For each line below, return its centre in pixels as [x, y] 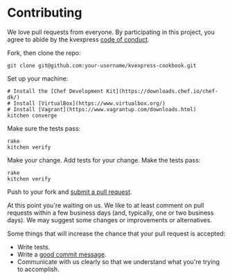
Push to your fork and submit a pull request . [70, 192]
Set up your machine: [38, 79]
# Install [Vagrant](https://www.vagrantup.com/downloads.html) [102, 109]
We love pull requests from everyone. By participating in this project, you [111, 32]
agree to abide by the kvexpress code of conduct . [79, 39]
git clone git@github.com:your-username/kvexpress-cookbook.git [102, 65]
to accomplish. [38, 269]
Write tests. [34, 247]
